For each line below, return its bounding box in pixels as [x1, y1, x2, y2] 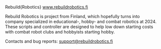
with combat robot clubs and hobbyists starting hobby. [5, 29, 115, 34]
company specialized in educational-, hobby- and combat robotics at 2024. [5, 19, 157, 24]
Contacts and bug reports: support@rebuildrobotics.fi [5, 38, 113, 44]
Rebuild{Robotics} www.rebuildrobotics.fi [5, 4, 88, 10]
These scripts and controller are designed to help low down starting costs [5, 24, 154, 30]
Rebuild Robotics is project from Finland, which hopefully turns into [5, 14, 140, 19]
